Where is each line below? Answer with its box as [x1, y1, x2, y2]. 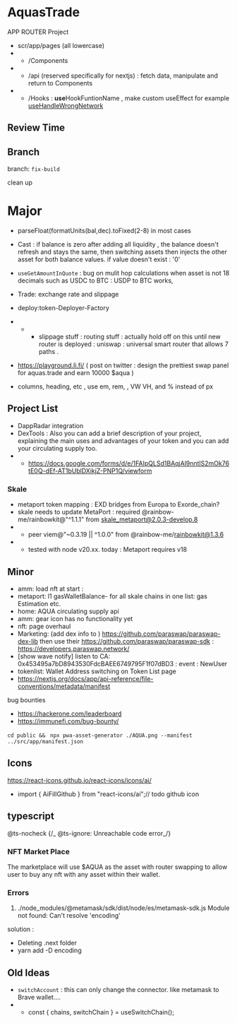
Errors [7, 887, 30, 897]
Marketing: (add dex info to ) [17, 629, 101, 638]
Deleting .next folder [17, 939, 78, 947]
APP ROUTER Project [7, 28, 69, 36]
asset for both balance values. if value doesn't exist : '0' [17, 255, 181, 264]
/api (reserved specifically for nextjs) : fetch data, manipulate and [28, 71, 219, 80]
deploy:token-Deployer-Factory [17, 304, 109, 312]
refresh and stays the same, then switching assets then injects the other [17, 248, 227, 256]
